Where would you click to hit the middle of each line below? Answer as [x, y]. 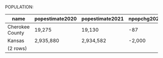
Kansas [16, 41]
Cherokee [19, 27]
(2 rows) [17, 48]
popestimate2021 [103, 19]
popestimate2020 [56, 19]
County [16, 33]
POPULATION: [19, 7]
